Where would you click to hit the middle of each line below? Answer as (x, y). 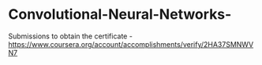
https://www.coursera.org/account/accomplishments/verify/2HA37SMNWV (131, 44)
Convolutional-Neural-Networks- (120, 14)
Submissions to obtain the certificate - (70, 36)
